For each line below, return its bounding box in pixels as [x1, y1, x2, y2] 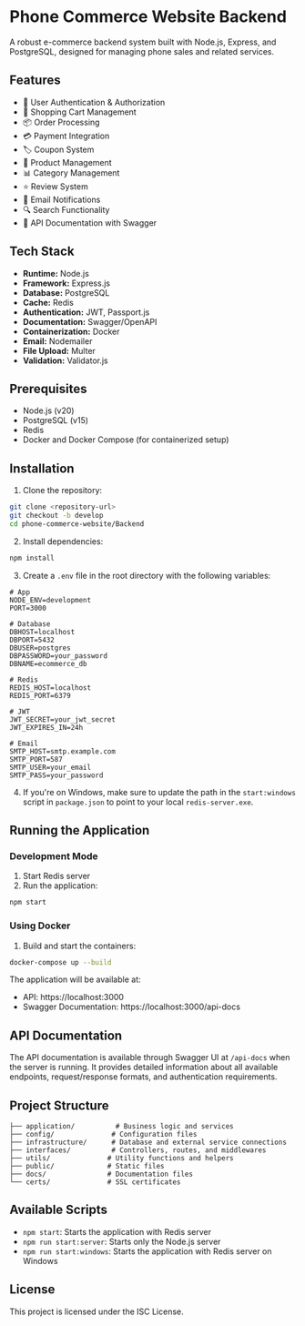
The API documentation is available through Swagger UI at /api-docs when [9, 1052, 290, 1063]
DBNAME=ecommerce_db [9, 659, 88, 668]
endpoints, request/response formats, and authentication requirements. [9, 1071, 278, 1082]
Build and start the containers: [22, 940, 137, 951]
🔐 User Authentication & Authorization [22, 96, 166, 107]
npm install [9, 553, 55, 562]
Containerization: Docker [22, 326, 120, 337]
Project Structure [9, 1098, 109, 1113]
